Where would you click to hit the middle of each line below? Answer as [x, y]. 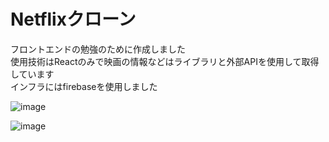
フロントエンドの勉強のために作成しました [98, 49]
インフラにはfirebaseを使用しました [84, 86]
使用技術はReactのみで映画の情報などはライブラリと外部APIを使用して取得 [165, 61]
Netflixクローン [73, 19]
